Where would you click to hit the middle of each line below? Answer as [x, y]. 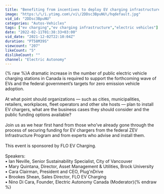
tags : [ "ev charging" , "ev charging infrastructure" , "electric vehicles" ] [82, 28]
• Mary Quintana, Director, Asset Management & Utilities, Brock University [79, 167]
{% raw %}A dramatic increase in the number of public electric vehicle [76, 73]
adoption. [15, 89]
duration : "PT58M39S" [27, 41]
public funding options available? [38, 115]
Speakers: [15, 156]
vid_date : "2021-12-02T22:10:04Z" [40, 37]
